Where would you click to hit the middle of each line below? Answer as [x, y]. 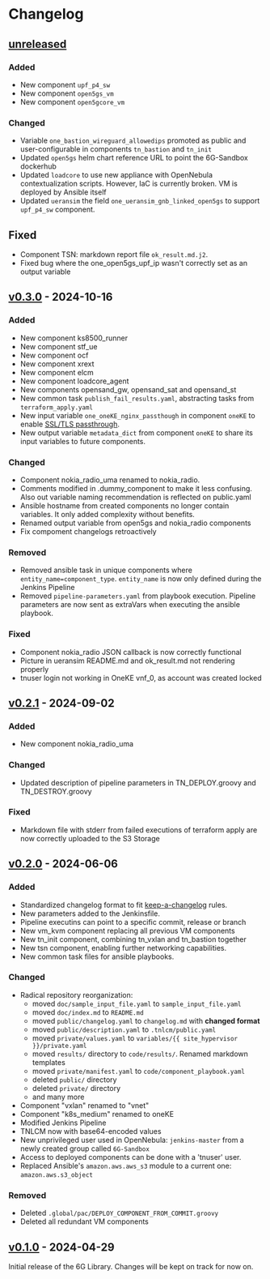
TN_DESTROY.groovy [56, 791]
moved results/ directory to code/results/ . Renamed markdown [140, 1054]
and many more [58, 1097]
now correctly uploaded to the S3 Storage [90, 838]
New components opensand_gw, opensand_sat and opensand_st [128, 389]
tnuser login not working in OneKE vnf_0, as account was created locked [141, 678]
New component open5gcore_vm [72, 101]
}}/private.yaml [59, 1046]
